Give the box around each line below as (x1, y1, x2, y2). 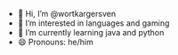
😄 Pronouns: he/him (17, 36, 93, 47)
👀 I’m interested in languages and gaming (17, 18, 170, 28)
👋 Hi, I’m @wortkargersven (17, 9, 117, 19)
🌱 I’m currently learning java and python (17, 27, 165, 37)
